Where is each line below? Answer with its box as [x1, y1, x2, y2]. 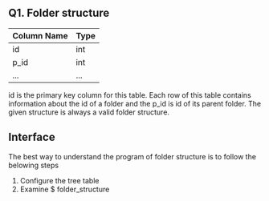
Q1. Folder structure [8, 6, 110, 20]
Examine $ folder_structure [19, 184, 110, 194]
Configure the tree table [19, 175, 100, 185]
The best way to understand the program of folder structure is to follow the [8, 151, 257, 161]
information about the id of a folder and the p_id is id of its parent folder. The [8, 98, 262, 108]
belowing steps [8, 160, 59, 170]
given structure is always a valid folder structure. [8, 107, 170, 117]
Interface [8, 131, 55, 144]
